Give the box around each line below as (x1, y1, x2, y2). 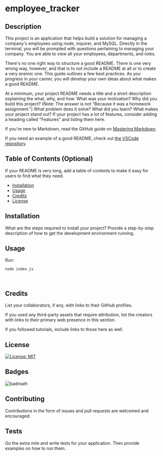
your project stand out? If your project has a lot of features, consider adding (5, 111, 157, 117)
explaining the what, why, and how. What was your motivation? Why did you (5, 96, 157, 102)
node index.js (5, 267, 34, 271)
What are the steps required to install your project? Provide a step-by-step (5, 225, 154, 231)
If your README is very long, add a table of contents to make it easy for (5, 167, 149, 173)
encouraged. (5, 413, 31, 419)
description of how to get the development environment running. (5, 230, 135, 236)
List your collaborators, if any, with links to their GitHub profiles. (5, 302, 133, 308)
